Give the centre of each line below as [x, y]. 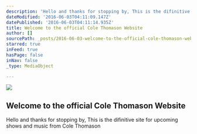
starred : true [23, 44]
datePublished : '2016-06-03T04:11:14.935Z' [60, 22]
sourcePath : [21, 39]
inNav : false [22, 60]
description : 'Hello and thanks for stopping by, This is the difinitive [98, 11]
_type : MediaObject [30, 66]
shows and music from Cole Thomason [53, 126]
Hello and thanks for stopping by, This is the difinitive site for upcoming [92, 120]
